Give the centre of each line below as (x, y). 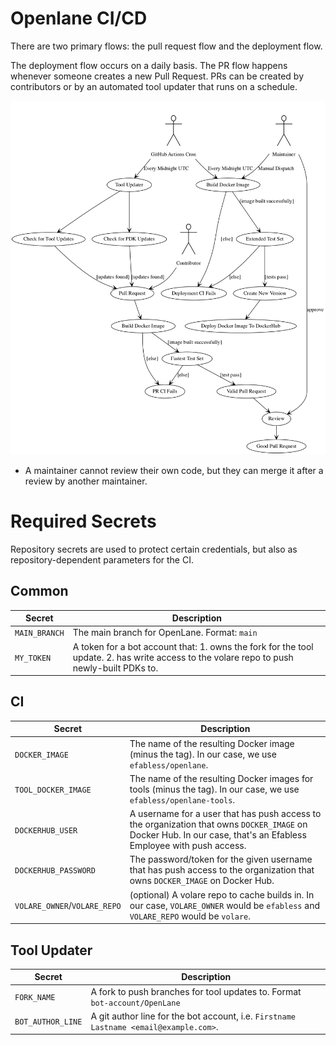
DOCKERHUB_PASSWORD (55, 871)
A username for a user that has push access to (225, 814)
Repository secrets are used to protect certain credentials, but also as (154, 549)
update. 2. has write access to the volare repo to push (183, 657)
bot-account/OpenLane (135, 1003)
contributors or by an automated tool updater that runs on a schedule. (154, 86)
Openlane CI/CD (79, 18)
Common (39, 591)
